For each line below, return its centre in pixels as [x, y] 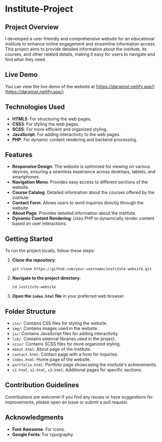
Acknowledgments [35, 417]
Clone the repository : [34, 260]
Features [19, 155]
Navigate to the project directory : [46, 278]
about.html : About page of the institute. [52, 349]
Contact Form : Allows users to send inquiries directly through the [78, 203]
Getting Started [29, 239]
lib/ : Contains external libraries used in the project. [64, 339]
